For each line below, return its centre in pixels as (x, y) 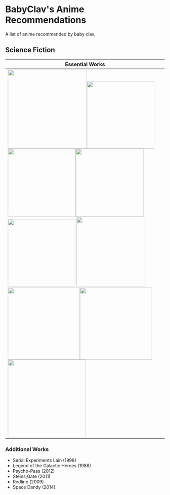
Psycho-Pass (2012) (34, 471)
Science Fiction (30, 50)
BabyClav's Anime (45, 9)
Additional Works (27, 449)
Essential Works (85, 64)
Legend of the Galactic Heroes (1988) (52, 466)
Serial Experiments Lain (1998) (45, 460)
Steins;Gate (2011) (31, 476)
